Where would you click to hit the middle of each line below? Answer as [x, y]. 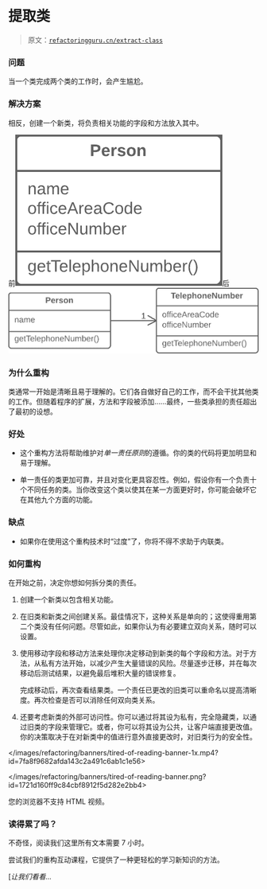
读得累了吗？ [33, 824]
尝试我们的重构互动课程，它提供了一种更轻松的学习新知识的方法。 [116, 860]
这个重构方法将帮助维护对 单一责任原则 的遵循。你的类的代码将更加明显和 [138, 453]
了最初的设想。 [33, 411]
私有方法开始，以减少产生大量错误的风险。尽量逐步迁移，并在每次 [149, 663]
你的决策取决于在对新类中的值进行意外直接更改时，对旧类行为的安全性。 [138, 737]
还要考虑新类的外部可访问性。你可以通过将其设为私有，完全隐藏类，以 [135, 717]
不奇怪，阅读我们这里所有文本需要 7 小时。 [78, 843]
